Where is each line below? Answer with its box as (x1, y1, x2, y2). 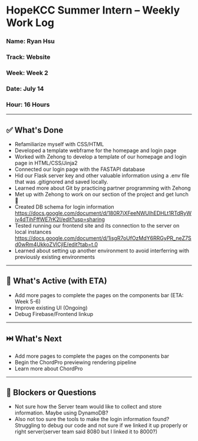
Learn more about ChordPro (14, 365, 83, 372)
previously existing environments (14, 253, 95, 260)
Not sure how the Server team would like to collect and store (14, 403, 162, 410)
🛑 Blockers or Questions (6, 387, 97, 397)
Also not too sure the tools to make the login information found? (14, 416, 170, 423)
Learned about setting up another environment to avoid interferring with (14, 247, 190, 254)
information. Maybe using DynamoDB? (14, 409, 108, 416)
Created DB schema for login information (14, 203, 114, 210)
